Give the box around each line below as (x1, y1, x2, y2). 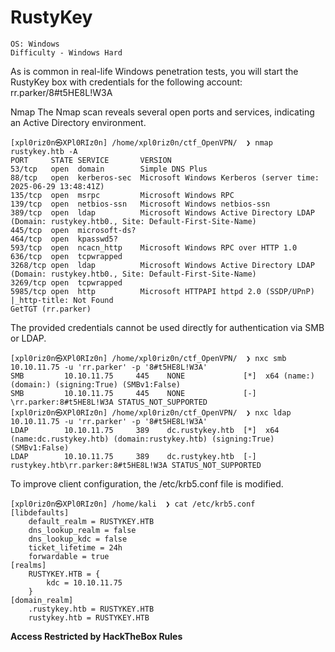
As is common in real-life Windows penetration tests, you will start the (10, 65, 299, 77)
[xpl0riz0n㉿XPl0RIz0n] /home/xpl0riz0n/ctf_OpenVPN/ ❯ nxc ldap (10, 407, 292, 418)
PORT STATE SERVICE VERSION (10, 155, 172, 165)
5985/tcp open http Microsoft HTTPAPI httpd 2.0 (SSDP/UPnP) (10, 286, 315, 296)
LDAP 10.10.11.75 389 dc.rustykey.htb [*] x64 (10, 425, 280, 435)
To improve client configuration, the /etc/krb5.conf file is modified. (10, 477, 284, 490)
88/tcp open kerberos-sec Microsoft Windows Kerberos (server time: (10, 172, 320, 183)
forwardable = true (28, 551, 110, 561)
